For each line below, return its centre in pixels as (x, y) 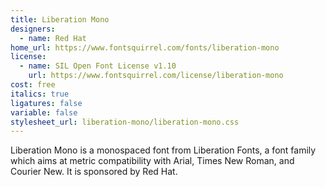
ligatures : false (46, 103)
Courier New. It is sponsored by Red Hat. (94, 172)
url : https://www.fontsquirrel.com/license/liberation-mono (156, 76)
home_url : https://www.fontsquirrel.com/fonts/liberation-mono (145, 47)
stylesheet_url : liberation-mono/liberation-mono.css (125, 122)
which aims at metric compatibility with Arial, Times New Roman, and (152, 161)
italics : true (40, 94)
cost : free (33, 85)
